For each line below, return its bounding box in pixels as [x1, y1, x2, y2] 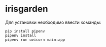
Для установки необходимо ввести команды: [5, 19, 101, 25]
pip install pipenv [5, 29, 45, 33]
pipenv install [5, 33, 36, 38]
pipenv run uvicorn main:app [5, 37, 65, 42]
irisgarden [5, 3, 48, 15]
